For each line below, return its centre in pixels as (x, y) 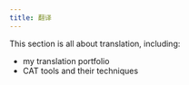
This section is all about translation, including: (95, 43)
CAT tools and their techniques (80, 71)
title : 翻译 (30, 18)
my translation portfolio (66, 61)
